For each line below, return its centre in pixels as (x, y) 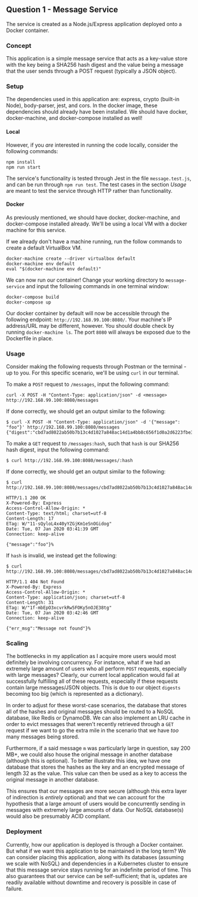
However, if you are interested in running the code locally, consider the (92, 145)
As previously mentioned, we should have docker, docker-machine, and (93, 217)
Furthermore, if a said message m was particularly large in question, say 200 (98, 748)
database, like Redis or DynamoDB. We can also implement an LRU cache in (98, 718)
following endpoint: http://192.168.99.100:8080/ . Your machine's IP (89, 320)
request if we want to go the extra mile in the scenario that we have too (93, 731)
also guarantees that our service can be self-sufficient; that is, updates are (97, 876)
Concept (19, 46)
